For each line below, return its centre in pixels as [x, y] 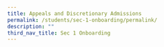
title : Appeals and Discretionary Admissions [74, 13]
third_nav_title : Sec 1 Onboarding [59, 33]
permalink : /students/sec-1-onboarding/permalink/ [82, 20]
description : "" [31, 26]
